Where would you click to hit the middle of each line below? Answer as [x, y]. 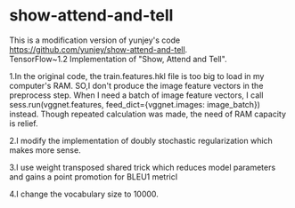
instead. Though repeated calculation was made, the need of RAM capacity [148, 114]
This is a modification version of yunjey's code [95, 40]
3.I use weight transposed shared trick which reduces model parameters [143, 167]
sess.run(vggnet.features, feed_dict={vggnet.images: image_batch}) [135, 104]
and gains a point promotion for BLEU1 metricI [94, 176]
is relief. [24, 123]
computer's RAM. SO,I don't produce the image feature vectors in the [136, 85]
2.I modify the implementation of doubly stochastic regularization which [141, 140]
